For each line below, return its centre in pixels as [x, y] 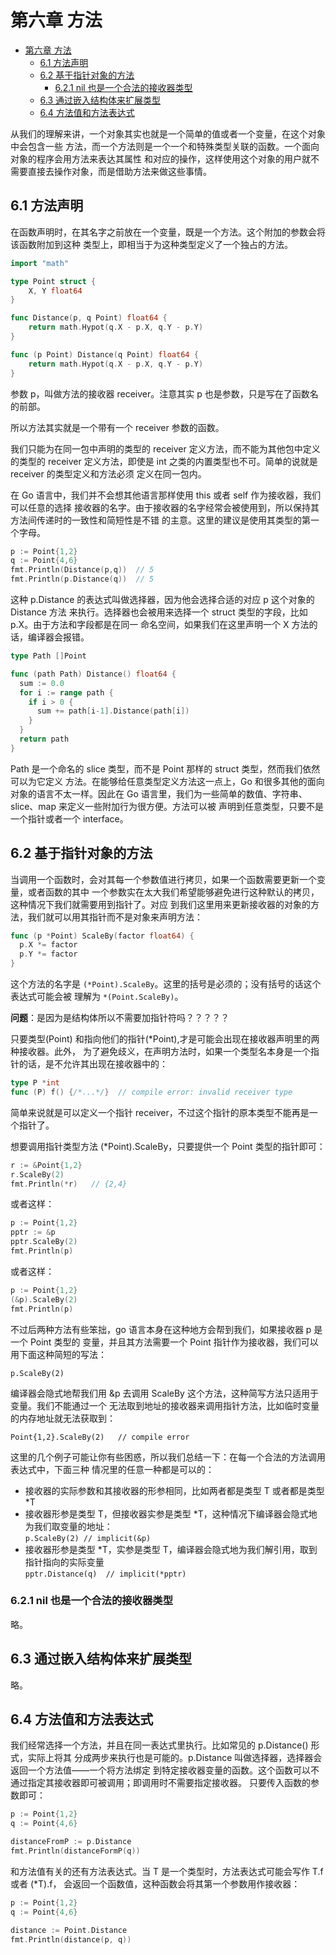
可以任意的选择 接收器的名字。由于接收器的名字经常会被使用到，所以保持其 [165, 507]
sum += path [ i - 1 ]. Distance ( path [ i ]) [113, 711]
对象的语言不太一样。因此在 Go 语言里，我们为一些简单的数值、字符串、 [159, 793]
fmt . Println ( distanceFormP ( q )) [75, 1851]
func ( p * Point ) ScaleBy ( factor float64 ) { [102, 936]
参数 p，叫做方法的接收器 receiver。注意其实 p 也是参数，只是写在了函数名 [164, 393]
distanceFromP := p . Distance [71, 1842]
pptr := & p [33, 1232]
